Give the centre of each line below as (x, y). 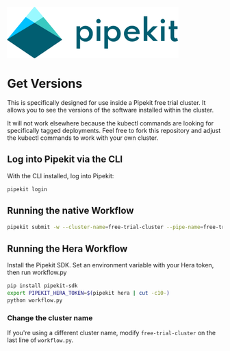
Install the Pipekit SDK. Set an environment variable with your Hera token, (111, 265)
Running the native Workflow (71, 211)
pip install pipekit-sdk (42, 286)
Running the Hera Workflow (67, 249)
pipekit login (27, 189)
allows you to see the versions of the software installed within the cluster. (111, 110)
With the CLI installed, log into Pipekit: (61, 175)
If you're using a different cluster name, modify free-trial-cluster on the (112, 333)
